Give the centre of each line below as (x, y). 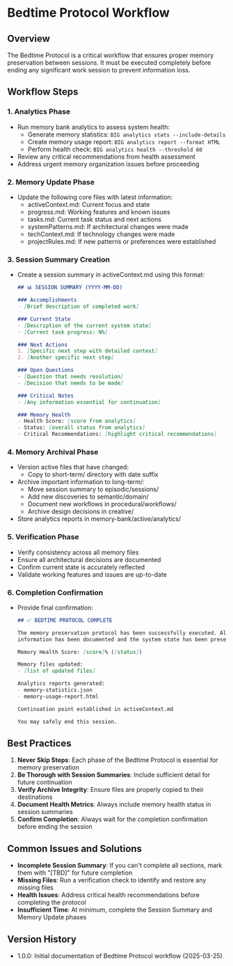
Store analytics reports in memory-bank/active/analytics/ (99, 519)
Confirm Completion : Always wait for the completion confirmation (112, 819)
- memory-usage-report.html (58, 696)
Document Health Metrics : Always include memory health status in (114, 804)
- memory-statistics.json (55, 690)
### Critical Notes (46, 396)
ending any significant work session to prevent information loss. (99, 70)
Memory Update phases (52, 917)
